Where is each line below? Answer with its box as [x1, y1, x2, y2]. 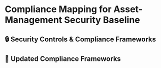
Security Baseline [63, 14, 140, 26]
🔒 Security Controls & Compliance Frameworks [5, 35, 156, 43]
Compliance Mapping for [5, 4, 112, 15]
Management [5, 14, 62, 26]
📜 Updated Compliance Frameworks [5, 54, 121, 63]
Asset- [113, 4, 143, 15]
